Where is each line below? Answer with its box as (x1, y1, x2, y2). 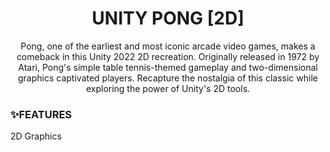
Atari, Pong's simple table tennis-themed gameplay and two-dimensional (18, 61, 318, 73)
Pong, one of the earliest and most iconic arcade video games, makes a (20, 40, 316, 52)
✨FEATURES (10, 107, 73, 121)
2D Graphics (10, 130, 62, 142)
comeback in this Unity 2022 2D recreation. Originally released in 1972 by (16, 50, 320, 62)
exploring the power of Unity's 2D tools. (85, 82, 251, 94)
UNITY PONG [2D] (91, 7, 245, 30)
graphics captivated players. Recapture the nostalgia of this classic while (18, 72, 318, 84)
